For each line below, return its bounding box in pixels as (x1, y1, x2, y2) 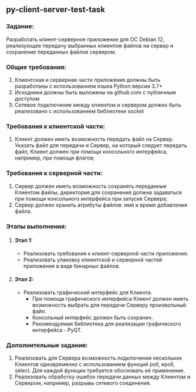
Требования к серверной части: (6, 169, 103, 177)
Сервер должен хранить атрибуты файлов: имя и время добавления (14, 201, 188, 208)
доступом (14, 95, 40, 102)
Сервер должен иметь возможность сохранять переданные (14, 182, 167, 190)
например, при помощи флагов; (14, 154, 95, 161)
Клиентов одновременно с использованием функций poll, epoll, (14, 361, 175, 368)
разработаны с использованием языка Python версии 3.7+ (14, 82, 163, 89)
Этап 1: (14, 237, 33, 244)
